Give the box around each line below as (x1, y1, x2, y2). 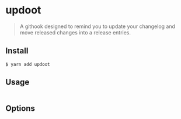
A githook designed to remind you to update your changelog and (19, 23, 176, 30)
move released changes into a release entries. (19, 29, 131, 36)
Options (5, 103, 36, 113)
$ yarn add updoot (5, 61, 50, 67)
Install (5, 46, 29, 56)
